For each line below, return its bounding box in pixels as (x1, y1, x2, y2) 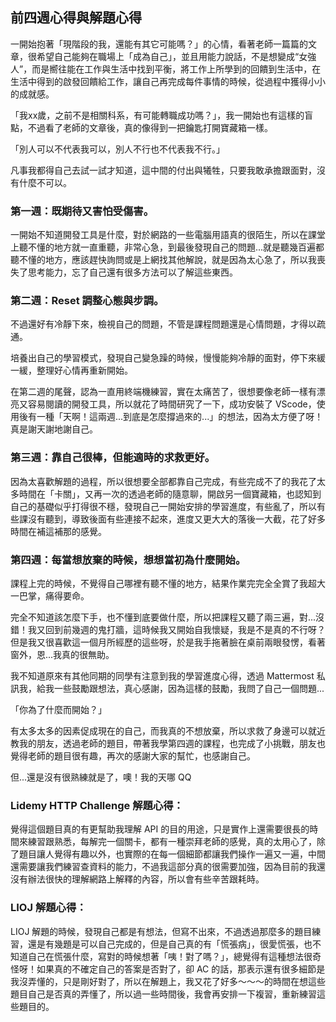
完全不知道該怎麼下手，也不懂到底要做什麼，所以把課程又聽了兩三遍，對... (10, 611, 317, 623)
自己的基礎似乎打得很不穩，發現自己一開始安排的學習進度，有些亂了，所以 (10, 500, 317, 512)
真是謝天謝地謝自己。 (10, 423, 98, 435)
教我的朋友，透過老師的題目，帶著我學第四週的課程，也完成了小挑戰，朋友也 (10, 738, 326, 749)
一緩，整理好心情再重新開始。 (10, 364, 133, 377)
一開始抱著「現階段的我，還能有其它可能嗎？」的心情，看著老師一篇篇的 (10, 38, 308, 50)
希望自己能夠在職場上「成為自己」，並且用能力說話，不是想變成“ (36, 50, 300, 62)
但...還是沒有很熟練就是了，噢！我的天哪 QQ (10, 771, 192, 783)
